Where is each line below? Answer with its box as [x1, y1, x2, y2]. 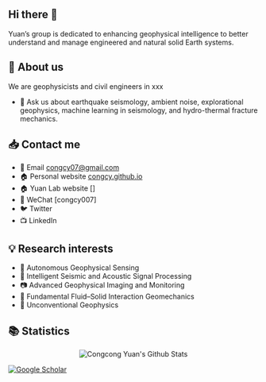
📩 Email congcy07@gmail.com [19, 163, 120, 172]
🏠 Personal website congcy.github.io [19, 172, 143, 181]
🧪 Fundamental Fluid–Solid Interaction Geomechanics [19, 291, 195, 302]
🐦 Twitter [19, 204, 53, 214]
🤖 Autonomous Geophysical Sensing [19, 263, 140, 272]
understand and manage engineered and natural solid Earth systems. [8, 37, 234, 47]
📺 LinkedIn [19, 216, 57, 226]
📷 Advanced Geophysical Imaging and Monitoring [19, 280, 185, 290]
